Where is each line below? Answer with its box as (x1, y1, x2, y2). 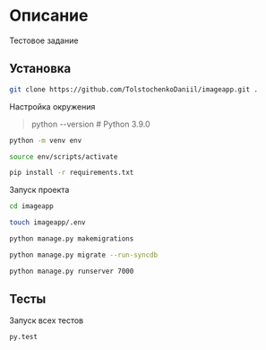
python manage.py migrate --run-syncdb (9, 250, 159, 259)
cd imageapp (9, 202, 54, 211)
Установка (9, 61, 72, 76)
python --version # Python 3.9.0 (30, 118, 150, 129)
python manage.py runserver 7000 (9, 267, 134, 276)
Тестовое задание (9, 35, 79, 46)
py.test (9, 333, 39, 342)
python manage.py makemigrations (9, 234, 134, 243)
